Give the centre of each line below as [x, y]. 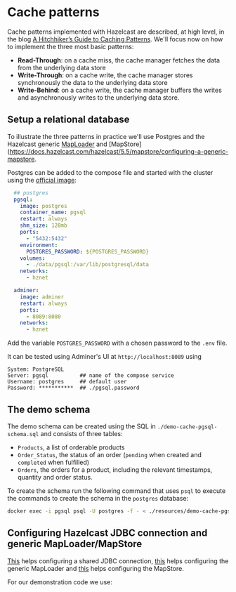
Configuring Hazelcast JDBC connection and [107, 533]
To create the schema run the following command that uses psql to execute [117, 491]
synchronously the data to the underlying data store [92, 82]
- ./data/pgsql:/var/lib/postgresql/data [87, 265]
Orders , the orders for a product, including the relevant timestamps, [115, 469]
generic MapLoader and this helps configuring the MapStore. [96, 568]
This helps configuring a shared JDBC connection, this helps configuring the [118, 561]
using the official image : [42, 180]
